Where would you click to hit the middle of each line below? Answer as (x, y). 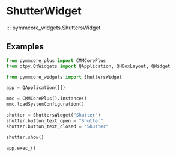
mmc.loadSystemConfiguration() (45, 104)
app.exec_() (21, 148)
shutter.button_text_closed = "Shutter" (58, 126)
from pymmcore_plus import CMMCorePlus (56, 60)
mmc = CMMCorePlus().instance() (47, 99)
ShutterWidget (44, 11)
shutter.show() (25, 137)
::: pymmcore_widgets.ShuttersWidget (53, 28)
